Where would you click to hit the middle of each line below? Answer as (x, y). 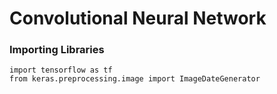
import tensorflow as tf (61, 70)
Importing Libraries (57, 50)
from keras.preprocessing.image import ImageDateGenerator (135, 79)
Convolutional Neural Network (138, 18)
